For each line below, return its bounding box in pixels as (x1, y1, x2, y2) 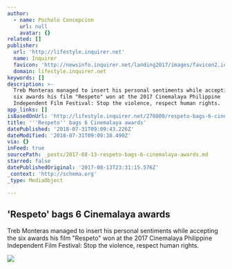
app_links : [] (7, 106, 48, 113)
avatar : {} (19, 29, 51, 37)
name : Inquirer (13, 55, 57, 62)
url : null (19, 23, 48, 30)
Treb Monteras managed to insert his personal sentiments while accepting (7, 227, 219, 235)
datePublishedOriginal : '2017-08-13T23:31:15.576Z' (7, 163, 159, 171)
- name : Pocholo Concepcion (13, 17, 95, 23)
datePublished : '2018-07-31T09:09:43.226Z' (7, 126, 135, 132)
